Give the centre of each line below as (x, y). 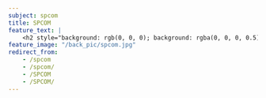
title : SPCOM (30, 23)
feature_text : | (35, 30)
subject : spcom (33, 15)
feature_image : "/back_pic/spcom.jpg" (72, 45)
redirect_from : (33, 52)
